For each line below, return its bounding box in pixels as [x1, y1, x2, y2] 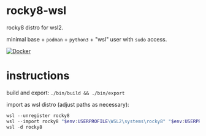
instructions [6, 69, 70, 83]
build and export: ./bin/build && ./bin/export [6, 89, 125, 96]
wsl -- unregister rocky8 [6, 112, 70, 119]
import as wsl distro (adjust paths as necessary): [6, 101, 130, 108]
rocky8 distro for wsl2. [6, 24, 64, 31]
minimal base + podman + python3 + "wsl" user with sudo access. [6, 35, 167, 43]
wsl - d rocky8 [6, 124, 43, 130]
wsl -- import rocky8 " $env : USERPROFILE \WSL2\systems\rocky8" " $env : [6, 118, 185, 124]
